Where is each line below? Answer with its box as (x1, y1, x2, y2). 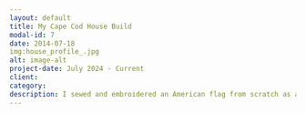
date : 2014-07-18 (9, 38, 76, 48)
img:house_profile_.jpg (9, 47, 100, 56)
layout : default (9, 13, 71, 23)
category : (9, 81, 47, 90)
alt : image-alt (9, 56, 67, 65)
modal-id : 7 (9, 30, 55, 39)
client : (9, 73, 39, 82)
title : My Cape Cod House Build (9, 22, 132, 31)
